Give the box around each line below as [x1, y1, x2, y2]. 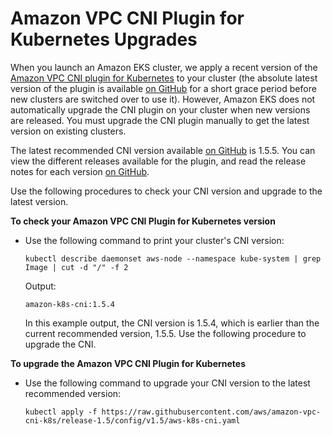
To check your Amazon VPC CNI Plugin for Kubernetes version [10, 215, 276, 227]
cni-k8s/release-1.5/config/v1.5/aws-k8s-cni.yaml [24, 415, 241, 426]
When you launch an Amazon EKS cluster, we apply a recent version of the [10, 61, 318, 73]
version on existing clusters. [10, 125, 127, 137]
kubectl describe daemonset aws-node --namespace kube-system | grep [24, 253, 322, 264]
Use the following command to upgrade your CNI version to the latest [24, 377, 311, 389]
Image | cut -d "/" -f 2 [24, 262, 129, 272]
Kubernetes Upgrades [10, 28, 198, 51]
